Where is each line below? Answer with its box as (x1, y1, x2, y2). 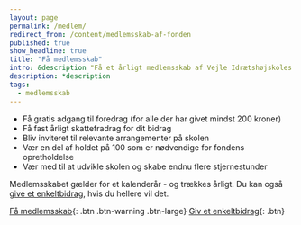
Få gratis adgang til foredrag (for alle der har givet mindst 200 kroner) (22, 113, 282, 124)
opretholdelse (22, 151, 75, 162)
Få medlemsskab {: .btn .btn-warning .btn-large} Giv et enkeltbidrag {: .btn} (9, 205, 286, 216)
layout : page (9, 13, 59, 22)
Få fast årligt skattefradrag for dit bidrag (22, 122, 172, 133)
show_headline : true (9, 47, 87, 56)
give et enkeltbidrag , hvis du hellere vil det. (9, 188, 169, 199)
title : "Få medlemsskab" (9, 55, 103, 64)
